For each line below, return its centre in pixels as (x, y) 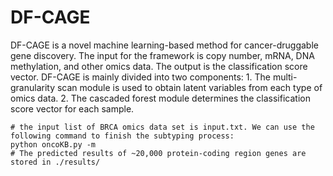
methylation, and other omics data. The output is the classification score (159, 66)
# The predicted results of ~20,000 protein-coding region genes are (158, 153)
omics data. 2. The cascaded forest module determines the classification (160, 98)
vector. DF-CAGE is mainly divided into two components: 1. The (140, 77)
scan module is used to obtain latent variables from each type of (189, 87)
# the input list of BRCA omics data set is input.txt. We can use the (162, 127)
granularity (33, 87)
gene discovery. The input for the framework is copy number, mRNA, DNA (162, 55)
